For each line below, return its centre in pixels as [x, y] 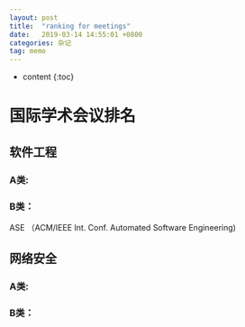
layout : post [34, 18]
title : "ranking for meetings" [70, 26]
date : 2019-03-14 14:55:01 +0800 [76, 34]
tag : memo [28, 51]
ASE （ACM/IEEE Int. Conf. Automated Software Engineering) [123, 227]
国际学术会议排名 [73, 116]
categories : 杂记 [41, 43]
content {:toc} [48, 77]
